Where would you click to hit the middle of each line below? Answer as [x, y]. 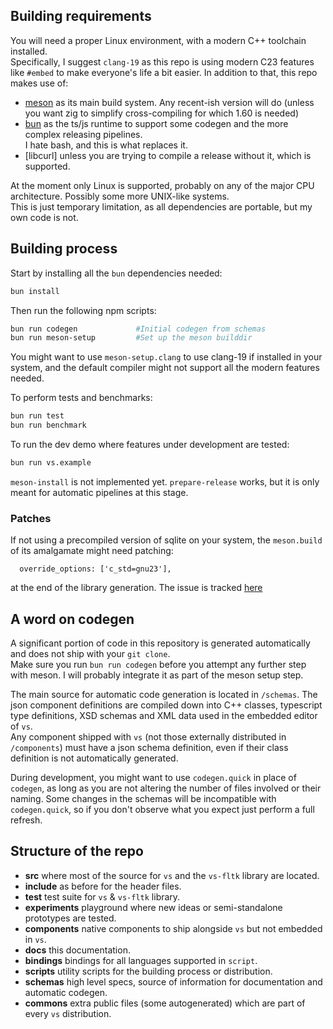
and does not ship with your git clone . [90, 653]
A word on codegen [72, 619]
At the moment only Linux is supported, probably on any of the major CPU [162, 185]
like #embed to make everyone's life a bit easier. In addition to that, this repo [164, 72]
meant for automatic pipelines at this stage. [99, 492]
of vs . [21, 726]
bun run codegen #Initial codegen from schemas [138, 329]
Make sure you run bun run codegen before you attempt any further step [158, 664]
